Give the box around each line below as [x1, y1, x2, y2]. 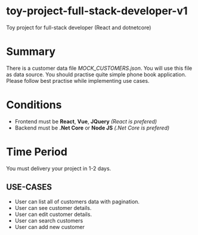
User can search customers [14, 217, 83, 224]
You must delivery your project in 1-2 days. [6, 165, 112, 172]
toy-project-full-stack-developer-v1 [6, 4, 188, 18]
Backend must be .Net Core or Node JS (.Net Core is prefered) [14, 124, 170, 131]
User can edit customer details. [14, 211, 92, 218]
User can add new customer [14, 223, 85, 230]
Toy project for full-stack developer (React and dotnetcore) [6, 24, 151, 31]
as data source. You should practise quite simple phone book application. [6, 70, 187, 78]
